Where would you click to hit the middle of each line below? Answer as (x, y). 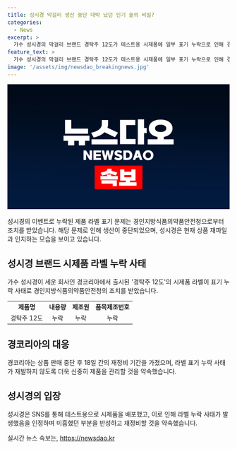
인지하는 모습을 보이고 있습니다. (58, 239)
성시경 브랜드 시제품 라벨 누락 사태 (77, 264)
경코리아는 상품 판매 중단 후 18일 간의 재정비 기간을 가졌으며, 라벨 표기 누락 (110, 363)
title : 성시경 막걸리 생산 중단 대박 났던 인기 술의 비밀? (81, 15)
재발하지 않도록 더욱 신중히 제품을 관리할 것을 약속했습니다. (96, 371)
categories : (25, 22)
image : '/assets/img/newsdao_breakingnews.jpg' (79, 67)
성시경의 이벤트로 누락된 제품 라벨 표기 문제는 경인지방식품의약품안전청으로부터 (116, 222)
